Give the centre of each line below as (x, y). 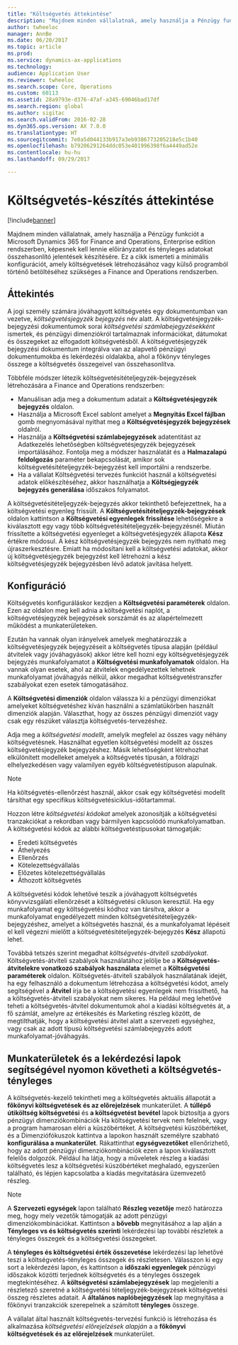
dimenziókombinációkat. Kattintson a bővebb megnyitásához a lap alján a (115, 1224)
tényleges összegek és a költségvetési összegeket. (82, 1238)
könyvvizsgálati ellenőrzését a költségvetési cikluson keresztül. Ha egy (111, 902)
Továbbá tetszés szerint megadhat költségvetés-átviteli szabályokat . (108, 953)
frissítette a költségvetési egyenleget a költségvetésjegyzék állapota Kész (115, 533)
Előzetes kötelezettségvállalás (61, 873)
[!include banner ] (32, 220)
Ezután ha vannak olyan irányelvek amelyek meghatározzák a (97, 639)
